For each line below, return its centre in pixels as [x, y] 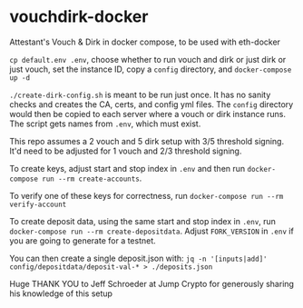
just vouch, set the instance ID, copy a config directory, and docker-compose [151, 69]
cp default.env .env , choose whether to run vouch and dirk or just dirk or [148, 59]
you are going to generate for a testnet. [83, 240]
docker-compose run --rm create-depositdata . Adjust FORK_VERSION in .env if [152, 231]
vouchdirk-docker [79, 17]
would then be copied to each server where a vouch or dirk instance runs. [148, 114]
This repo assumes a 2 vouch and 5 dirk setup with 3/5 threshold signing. [147, 141]
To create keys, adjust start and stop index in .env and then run [127, 168]
